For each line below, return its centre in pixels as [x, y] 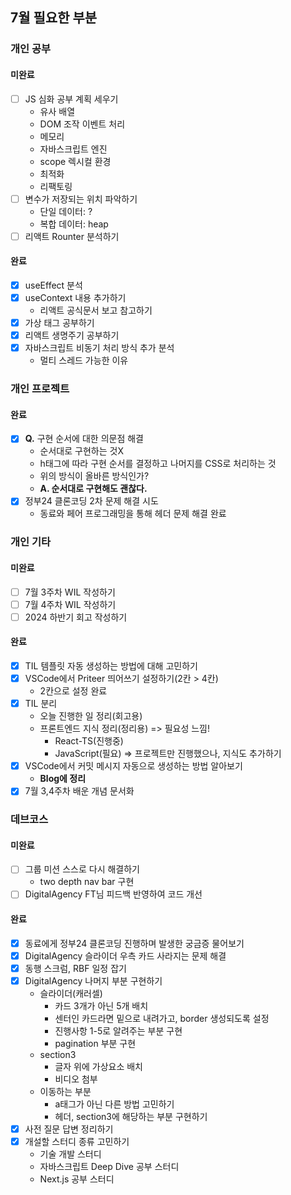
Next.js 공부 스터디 [77, 1179]
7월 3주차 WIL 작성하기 [70, 592]
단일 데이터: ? [66, 211]
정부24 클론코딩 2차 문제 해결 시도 [91, 501]
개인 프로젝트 [40, 389]
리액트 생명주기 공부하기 [72, 335]
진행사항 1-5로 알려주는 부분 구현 [118, 1031]
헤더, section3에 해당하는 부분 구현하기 [131, 1116]
